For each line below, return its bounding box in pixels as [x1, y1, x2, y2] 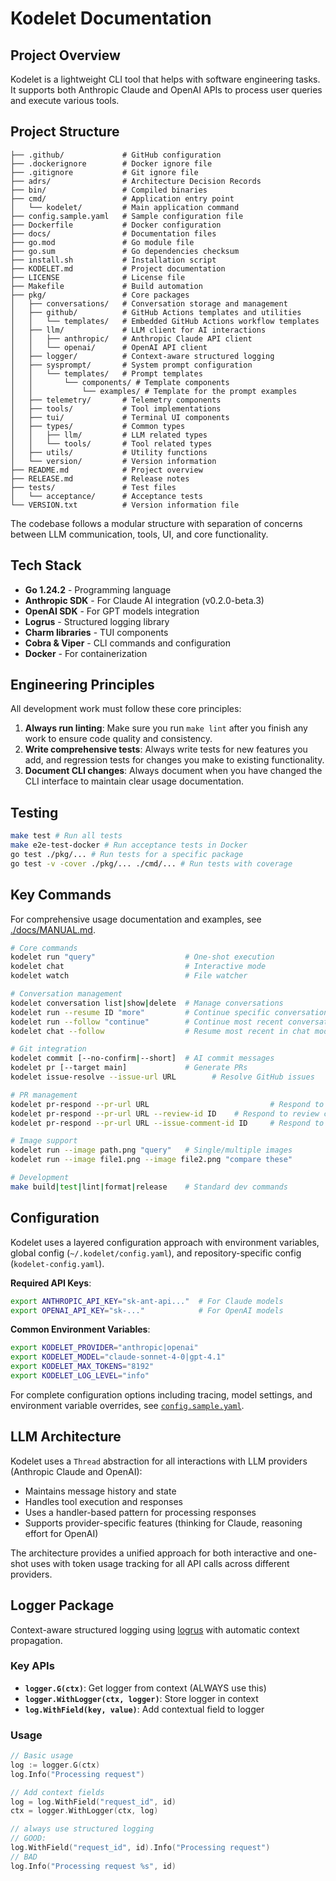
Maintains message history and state [24, 1485, 177, 1497]
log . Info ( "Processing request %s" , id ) [10, 1861, 177, 1871]
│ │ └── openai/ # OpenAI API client [10, 342, 208, 352]
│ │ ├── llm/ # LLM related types [10, 430, 208, 440]
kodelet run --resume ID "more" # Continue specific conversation [10, 1007, 329, 1017]
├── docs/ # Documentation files [10, 228, 217, 239]
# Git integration [10, 1044, 87, 1054]
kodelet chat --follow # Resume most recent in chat [10, 1026, 311, 1036]
